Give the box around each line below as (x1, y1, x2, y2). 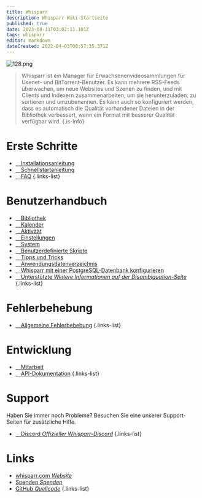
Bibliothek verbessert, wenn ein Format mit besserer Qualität (21, 111, 175, 119)
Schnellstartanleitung (20, 166, 75, 173)
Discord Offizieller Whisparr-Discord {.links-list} (20, 430, 142, 437)
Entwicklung (6, 343, 72, 357)
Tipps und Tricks (20, 253, 63, 261)
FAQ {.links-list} (20, 173, 60, 180)
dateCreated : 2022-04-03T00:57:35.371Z (6, 44, 109, 50)
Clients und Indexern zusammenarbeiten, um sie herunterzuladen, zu (21, 91, 196, 99)
